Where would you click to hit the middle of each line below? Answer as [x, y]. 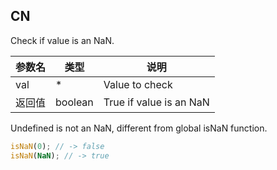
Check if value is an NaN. [62, 40]
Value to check [138, 84]
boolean [74, 102]
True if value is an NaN [156, 102]
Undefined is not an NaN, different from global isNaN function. [139, 128]
